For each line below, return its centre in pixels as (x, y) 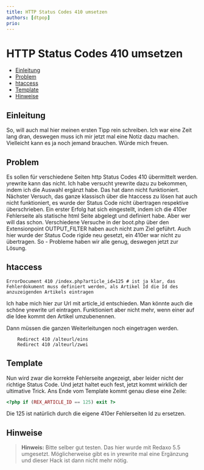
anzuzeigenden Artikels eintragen (50, 292)
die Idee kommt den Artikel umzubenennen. (61, 316)
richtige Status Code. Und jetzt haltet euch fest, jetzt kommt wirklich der (97, 384)
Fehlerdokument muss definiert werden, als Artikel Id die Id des (92, 287)
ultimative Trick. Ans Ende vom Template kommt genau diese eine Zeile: (97, 391)
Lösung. (16, 248)
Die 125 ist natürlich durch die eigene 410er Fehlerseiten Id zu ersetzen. (96, 414)
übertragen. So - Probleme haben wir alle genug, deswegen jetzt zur (92, 241)
